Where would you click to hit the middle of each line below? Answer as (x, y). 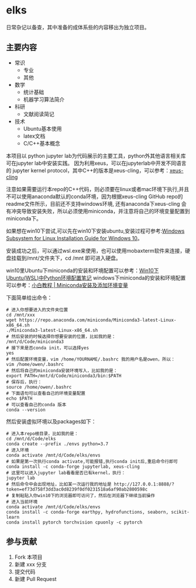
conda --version (26, 410)
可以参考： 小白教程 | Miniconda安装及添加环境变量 (67, 285)
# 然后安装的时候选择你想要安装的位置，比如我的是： (61, 337)
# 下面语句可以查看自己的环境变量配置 (46, 393)
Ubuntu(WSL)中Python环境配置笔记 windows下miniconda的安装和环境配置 (96, 278)
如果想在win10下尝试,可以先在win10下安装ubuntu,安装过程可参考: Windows (95, 231)
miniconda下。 (24, 218)
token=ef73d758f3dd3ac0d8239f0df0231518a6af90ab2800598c (77, 489)
